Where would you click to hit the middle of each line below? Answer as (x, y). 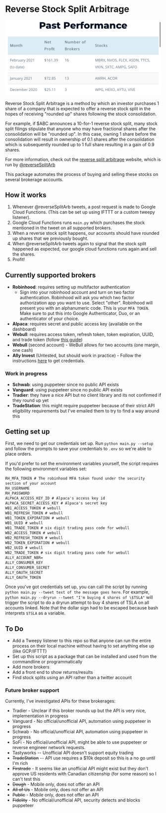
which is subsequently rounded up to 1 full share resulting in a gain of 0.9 (80, 144)
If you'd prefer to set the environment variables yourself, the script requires (82, 464)
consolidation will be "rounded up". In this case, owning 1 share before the (81, 134)
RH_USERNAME (17, 488)
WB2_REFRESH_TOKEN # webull (34, 538)
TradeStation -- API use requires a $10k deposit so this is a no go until (84, 758)
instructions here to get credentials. (49, 361)
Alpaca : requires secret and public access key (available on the (77, 324)
